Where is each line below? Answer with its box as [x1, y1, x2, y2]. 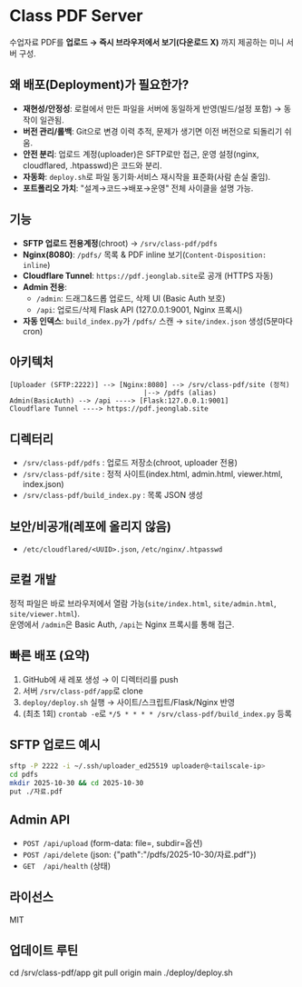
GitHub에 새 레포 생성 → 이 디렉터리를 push [22, 673, 179, 684]
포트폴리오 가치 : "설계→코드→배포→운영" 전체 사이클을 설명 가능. [22, 183, 254, 194]
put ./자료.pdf [9, 787, 63, 796]
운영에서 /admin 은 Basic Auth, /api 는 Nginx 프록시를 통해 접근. [9, 619, 235, 630]
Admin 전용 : [22, 281, 68, 292]
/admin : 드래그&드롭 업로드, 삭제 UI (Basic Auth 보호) [35, 293, 226, 304]
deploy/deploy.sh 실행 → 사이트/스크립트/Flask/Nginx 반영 [22, 696, 236, 707]
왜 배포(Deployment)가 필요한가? [9, 77, 190, 93]
